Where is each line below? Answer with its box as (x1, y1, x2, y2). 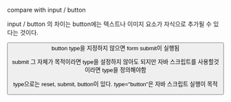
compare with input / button (7, 6, 86, 14)
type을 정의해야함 (102, 66, 146, 74)
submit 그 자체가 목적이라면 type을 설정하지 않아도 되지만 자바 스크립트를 (12, 58, 197, 66)
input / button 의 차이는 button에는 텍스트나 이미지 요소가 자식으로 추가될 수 (7, 20, 212, 28)
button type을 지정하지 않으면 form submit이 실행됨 (51, 44, 180, 52)
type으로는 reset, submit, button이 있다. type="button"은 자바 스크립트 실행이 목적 (13, 80, 218, 88)
